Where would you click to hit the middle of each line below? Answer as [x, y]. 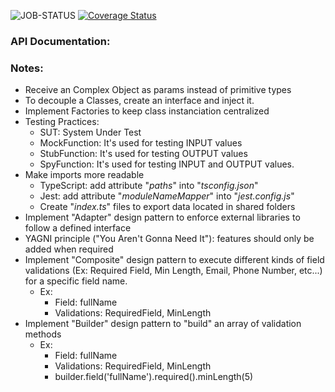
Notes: [27, 68]
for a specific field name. [76, 281]
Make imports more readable [84, 175]
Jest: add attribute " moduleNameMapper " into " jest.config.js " [167, 196]
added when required [69, 249]
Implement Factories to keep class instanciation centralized [147, 111]
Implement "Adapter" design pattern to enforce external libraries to [162, 217]
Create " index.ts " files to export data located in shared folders [167, 207]
